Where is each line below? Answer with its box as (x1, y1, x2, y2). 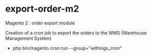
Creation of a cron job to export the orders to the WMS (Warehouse (5, 30, 147, 36)
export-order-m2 (5, 3, 79, 15)
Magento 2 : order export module (5, 20, 75, 26)
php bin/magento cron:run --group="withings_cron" (12, 45, 122, 51)
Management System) (5, 35, 52, 41)
